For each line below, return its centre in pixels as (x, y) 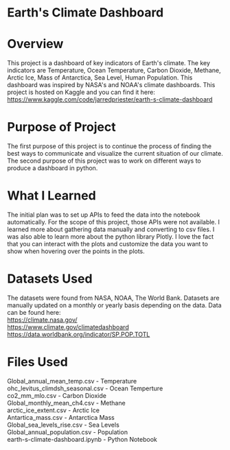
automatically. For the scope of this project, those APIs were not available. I (113, 222)
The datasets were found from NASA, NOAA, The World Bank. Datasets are (113, 298)
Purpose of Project (61, 127)
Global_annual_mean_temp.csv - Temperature (72, 381)
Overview (35, 44)
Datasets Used (50, 279)
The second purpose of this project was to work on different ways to (104, 161)
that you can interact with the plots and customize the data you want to (107, 244)
